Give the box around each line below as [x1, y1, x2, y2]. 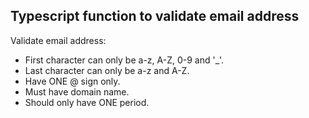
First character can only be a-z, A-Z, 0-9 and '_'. [24, 54, 225, 66]
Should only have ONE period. [24, 96, 150, 108]
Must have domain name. [24, 85, 130, 98]
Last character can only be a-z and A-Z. [24, 64, 190, 76]
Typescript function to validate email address [10, 8, 300, 25]
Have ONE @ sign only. [24, 75, 121, 87]
